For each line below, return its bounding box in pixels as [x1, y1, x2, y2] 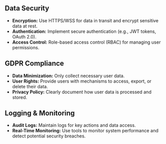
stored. [12, 94, 27, 100]
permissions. [12, 44, 39, 50]
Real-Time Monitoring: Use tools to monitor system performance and [12, 128, 159, 134]
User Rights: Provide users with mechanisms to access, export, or [12, 78, 152, 84]
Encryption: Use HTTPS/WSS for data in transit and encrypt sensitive [12, 17, 159, 23]
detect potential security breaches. [12, 133, 86, 139]
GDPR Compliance [5, 59, 64, 68]
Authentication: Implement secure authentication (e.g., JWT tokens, [12, 28, 156, 34]
